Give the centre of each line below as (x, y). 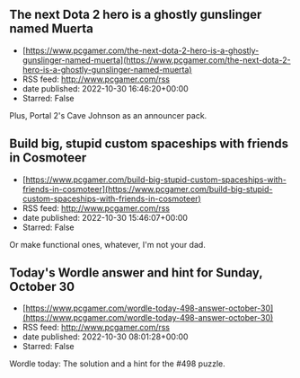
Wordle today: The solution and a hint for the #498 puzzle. (118, 364)
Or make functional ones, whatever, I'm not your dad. (108, 244)
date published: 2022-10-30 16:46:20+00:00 (105, 88)
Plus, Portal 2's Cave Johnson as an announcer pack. (108, 115)
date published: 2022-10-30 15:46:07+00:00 (105, 217)
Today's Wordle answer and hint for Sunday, (136, 273)
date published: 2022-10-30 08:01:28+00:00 (105, 337)
